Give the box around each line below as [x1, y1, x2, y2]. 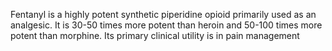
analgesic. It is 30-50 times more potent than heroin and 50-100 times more [10, 19, 323, 31]
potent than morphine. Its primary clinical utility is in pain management [10, 30, 300, 41]
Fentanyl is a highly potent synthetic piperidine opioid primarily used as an [10, 9, 317, 20]
